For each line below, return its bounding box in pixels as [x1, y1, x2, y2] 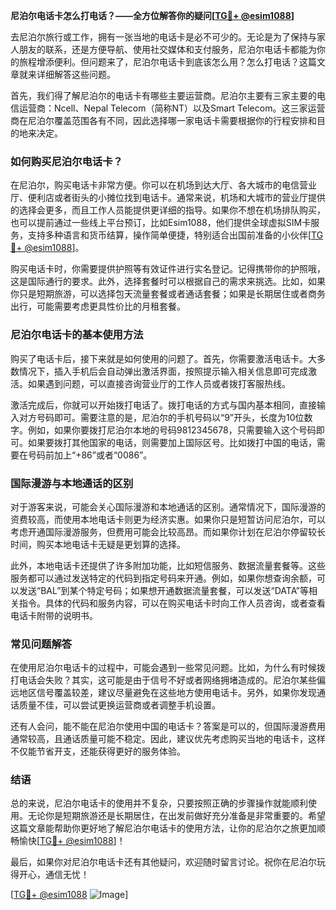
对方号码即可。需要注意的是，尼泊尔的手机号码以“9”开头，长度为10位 [18, 411, 305, 423]
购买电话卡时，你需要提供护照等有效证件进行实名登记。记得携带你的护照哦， [10, 263, 326, 275]
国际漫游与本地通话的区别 [10, 476, 134, 490]
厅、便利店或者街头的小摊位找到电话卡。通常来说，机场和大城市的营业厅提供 [10, 192, 326, 204]
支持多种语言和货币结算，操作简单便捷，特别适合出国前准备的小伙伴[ [27, 229, 312, 241]
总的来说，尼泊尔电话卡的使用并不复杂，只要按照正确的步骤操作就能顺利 [10, 797, 308, 809]
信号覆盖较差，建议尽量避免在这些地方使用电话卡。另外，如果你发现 [36, 687, 317, 699]
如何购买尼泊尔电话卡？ [10, 154, 123, 168]
